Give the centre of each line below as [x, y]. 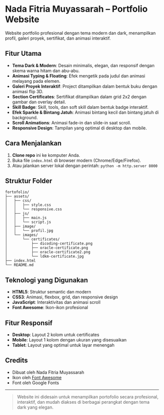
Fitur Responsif [29, 323]
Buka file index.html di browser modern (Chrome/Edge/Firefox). [77, 160]
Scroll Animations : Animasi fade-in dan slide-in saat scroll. [72, 122]
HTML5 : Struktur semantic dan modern [51, 292]
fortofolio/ [17, 192]
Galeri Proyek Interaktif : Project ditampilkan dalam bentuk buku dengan [85, 86]
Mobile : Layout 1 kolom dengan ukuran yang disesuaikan [69, 340]
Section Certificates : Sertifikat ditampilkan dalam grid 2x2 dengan [79, 97]
